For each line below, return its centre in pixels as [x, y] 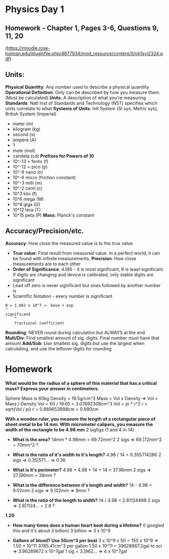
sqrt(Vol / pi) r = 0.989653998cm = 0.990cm [52, 409]
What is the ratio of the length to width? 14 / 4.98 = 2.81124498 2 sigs [86, 500]
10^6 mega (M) [28, 199]
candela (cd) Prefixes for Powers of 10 [53, 156]
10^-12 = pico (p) [30, 167]
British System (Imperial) [31, 114]
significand [18, 314]
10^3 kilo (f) [25, 193]
